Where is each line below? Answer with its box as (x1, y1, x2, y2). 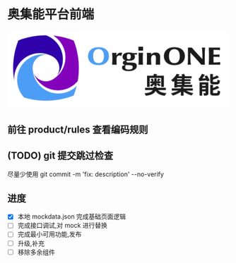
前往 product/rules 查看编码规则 (7, 123, 148, 135)
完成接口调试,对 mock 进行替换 (17, 221, 108, 230)
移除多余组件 (17, 247, 55, 256)
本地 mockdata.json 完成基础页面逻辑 (17, 212, 126, 221)
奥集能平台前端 (7, 6, 95, 23)
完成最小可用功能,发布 (17, 230, 82, 238)
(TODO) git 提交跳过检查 (7, 149, 114, 162)
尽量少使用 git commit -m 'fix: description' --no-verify (7, 170, 165, 178)
